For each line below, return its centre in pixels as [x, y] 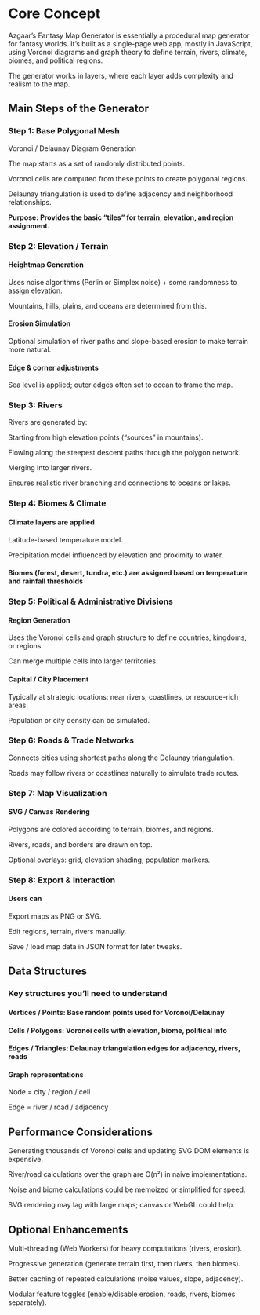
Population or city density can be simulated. [79, 720]
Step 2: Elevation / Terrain [58, 246]
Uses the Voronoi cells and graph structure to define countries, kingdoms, [127, 637]
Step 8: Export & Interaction [62, 880]
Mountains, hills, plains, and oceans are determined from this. [108, 305]
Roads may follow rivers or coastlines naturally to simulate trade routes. [123, 773]
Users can [25, 899]
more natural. [30, 349]
